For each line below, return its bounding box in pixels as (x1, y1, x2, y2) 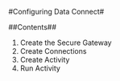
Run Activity (19, 63, 60, 73)
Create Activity (19, 55, 70, 64)
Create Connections (19, 47, 87, 55)
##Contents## (8, 22, 57, 31)
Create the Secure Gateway (19, 38, 112, 47)
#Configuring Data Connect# (8, 7, 105, 16)
